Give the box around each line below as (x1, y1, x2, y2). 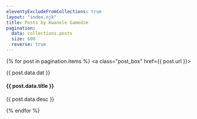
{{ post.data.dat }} (6, 69, 50, 76)
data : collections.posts (11, 31, 73, 37)
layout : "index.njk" (6, 14, 57, 20)
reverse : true (11, 42, 46, 48)
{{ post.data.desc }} (6, 95, 54, 103)
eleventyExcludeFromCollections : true (6, 8, 102, 15)
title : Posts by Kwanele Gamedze (6, 19, 89, 25)
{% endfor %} (6, 107, 40, 114)
